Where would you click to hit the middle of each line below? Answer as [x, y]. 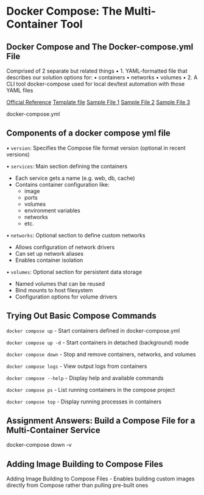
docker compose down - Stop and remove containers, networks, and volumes [101, 354]
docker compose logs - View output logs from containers [77, 366]
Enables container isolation [49, 260]
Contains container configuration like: [62, 184]
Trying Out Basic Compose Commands [82, 316]
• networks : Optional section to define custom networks [76, 235]
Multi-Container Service [53, 431]
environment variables [52, 210]
